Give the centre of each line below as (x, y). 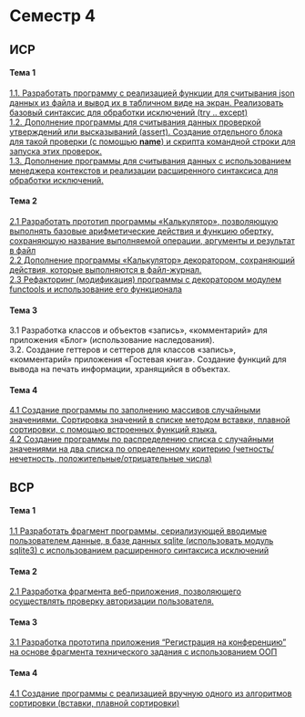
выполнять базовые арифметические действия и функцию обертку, (142, 231)
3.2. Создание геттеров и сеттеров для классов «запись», (123, 350)
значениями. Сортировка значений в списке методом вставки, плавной (150, 420)
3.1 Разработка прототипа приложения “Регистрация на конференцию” (148, 642)
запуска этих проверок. (56, 151)
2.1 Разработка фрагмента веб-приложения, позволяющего (125, 592)
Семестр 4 (52, 16)
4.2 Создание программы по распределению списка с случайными (142, 440)
